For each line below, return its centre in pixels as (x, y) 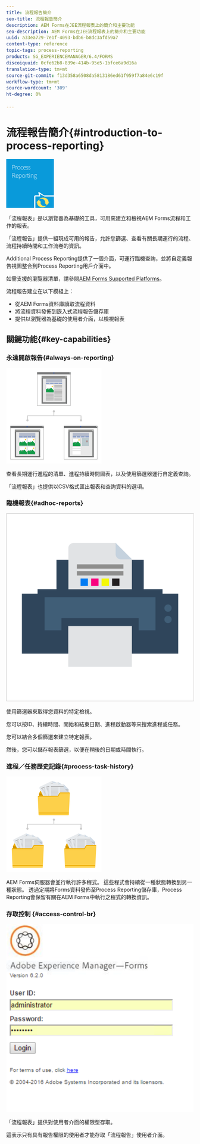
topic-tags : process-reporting (45, 51)
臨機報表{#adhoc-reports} (45, 503)
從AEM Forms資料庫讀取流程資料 (55, 303)
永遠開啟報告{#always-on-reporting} (60, 358)
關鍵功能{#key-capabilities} (59, 340)
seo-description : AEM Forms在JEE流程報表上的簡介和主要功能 (76, 32)
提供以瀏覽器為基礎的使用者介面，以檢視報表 (70, 318)
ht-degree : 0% (24, 94)
